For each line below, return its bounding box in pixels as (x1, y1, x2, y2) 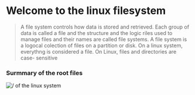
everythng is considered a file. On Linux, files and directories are (20, 48, 177, 55)
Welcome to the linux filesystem (6, 4, 166, 17)
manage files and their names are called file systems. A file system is (20, 36, 187, 43)
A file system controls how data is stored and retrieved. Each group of (20, 23, 189, 30)
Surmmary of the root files (6, 69, 83, 77)
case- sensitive (20, 54, 58, 61)
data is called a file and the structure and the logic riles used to (20, 29, 173, 36)
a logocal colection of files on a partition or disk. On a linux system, (20, 42, 183, 49)
